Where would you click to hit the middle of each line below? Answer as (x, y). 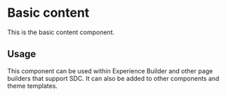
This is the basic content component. (61, 32)
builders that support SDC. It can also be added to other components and (113, 78)
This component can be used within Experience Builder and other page (110, 70)
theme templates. (33, 86)
